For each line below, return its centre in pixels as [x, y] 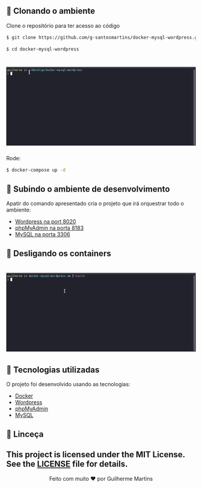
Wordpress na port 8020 [45, 222]
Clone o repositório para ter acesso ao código [63, 25]
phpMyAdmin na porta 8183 [49, 228]
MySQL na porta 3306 [42, 234]
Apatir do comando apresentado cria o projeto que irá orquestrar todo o [95, 204]
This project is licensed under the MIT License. [96, 455]
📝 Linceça [25, 434]
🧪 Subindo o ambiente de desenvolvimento [88, 189]
